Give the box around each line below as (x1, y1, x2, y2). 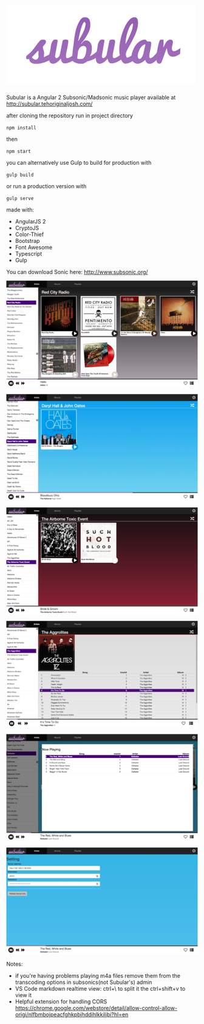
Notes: (6, 960, 23, 968)
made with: (6, 206, 35, 213)
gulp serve (6, 195, 34, 202)
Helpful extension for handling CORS (15, 998, 107, 1005)
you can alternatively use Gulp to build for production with (6, 159, 152, 166)
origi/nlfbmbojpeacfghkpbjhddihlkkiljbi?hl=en (15, 1011, 129, 1019)
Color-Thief (15, 230, 44, 238)
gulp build (6, 172, 34, 178)
